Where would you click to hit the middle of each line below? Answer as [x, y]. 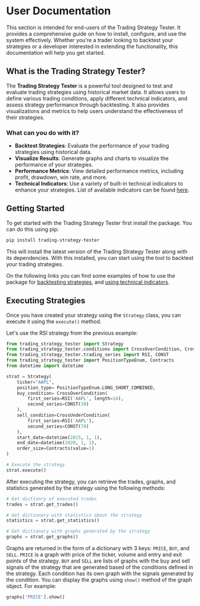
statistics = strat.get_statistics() [53, 521]
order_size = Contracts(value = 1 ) [56, 448]
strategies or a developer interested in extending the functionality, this [92, 46]
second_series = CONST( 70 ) [58, 426]
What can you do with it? [43, 133]
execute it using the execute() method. [54, 321]
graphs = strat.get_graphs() [42, 537]
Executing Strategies [46, 301]
